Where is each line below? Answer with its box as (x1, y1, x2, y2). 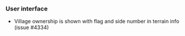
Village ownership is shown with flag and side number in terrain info (14, 18, 180, 25)
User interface (5, 5, 48, 13)
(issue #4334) (14, 24, 49, 31)
